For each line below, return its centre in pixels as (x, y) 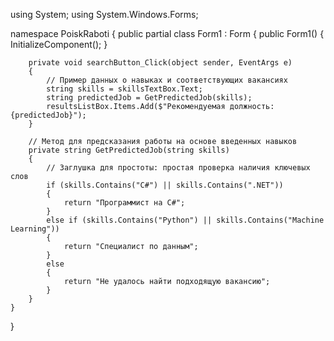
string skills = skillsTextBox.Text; (124, 89)
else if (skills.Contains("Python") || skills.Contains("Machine (185, 220)
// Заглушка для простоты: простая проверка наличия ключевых (178, 168)
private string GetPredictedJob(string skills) (129, 150)
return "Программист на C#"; (124, 203)
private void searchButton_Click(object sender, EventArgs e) (160, 63)
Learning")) (35, 229)
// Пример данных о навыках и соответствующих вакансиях (167, 80)
